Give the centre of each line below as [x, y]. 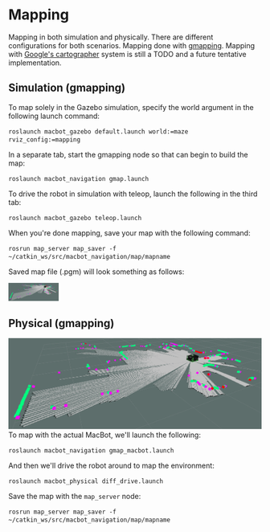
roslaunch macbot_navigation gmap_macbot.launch [91, 451]
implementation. [35, 63]
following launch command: [54, 116]
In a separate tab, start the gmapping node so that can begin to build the [128, 154]
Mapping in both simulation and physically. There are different [111, 37]
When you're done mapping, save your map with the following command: [129, 233]
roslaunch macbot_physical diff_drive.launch [86, 481]
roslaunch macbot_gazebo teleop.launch [75, 218]
